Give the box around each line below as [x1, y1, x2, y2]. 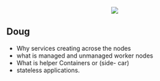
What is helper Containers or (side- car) [16, 58, 130, 67]
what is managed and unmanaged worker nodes [16, 51, 154, 60]
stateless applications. [16, 66, 80, 74]
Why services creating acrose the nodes [16, 44, 131, 52]
